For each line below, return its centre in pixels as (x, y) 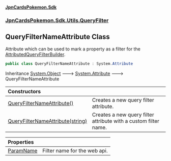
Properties (21, 142)
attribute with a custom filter (125, 121)
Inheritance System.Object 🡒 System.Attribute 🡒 (64, 73)
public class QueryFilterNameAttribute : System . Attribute (69, 64)
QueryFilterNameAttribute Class (58, 36)
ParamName (23, 151)
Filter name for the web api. (75, 151)
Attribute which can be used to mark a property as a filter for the (73, 49)
